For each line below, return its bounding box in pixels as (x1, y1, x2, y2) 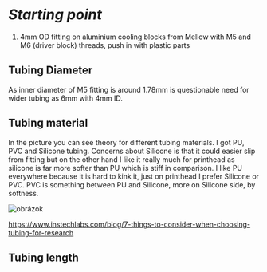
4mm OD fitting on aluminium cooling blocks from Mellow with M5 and (19, 32, 251, 41)
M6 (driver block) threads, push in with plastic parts (19, 40, 190, 49)
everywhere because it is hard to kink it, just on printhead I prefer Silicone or (8, 171, 260, 181)
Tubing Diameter (8, 64, 93, 77)
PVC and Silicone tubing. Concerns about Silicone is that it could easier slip (8, 146, 256, 156)
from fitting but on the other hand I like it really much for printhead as (8, 154, 235, 164)
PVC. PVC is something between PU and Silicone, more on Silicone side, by (8, 179, 256, 189)
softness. (8, 188, 39, 198)
